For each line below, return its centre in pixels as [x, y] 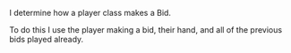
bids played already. [47, 39]
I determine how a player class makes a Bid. [90, 13]
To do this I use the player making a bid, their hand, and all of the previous [146, 30]
